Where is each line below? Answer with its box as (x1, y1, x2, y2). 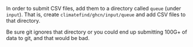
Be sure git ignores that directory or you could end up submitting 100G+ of (6, 28, 188, 35)
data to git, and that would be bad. (6, 35, 90, 41)
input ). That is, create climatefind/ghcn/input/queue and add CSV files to (6, 11, 186, 18)
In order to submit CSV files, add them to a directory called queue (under (6, 5, 181, 12)
